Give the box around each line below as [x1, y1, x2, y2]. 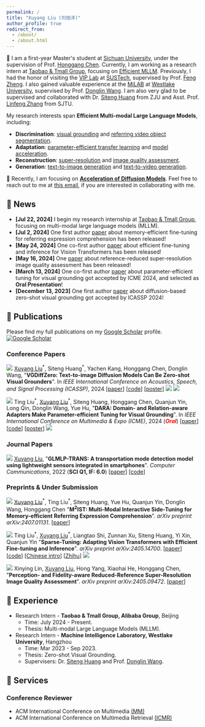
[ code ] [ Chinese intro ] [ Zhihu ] [6, 552, 82, 559]
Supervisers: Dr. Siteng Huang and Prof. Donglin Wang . [24, 658, 164, 665]
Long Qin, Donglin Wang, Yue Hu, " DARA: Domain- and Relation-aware [6, 405, 188, 412]
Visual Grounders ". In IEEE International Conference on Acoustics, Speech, [6, 378, 198, 385]
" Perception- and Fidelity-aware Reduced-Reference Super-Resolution [6, 571, 191, 578]
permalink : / [6, 9, 40, 15]
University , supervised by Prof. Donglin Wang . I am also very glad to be [6, 87, 186, 94]
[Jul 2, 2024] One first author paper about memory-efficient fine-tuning [15, 228, 198, 236]
